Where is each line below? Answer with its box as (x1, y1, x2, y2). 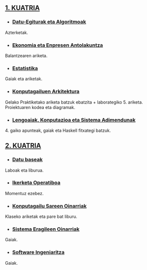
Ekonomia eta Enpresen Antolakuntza (12, 41, 103, 48)
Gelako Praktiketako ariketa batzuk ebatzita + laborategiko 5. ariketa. (5, 99, 143, 105)
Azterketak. (5, 29, 28, 36)
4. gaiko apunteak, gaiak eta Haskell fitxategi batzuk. (5, 127, 111, 133)
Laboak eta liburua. (5, 167, 44, 173)
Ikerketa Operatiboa (12, 180, 61, 186)
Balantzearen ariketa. (5, 53, 48, 58)
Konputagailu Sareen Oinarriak (12, 202, 87, 209)
